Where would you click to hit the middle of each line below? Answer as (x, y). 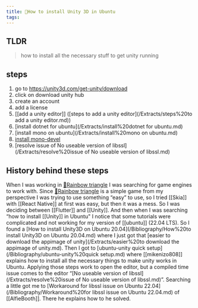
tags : (13, 17)
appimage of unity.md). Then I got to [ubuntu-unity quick (76, 248)
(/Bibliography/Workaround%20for (48, 292)
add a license (31, 108)
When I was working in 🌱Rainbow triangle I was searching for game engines (99, 184)
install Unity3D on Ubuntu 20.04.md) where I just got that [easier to (88, 235)
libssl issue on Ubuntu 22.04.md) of (136, 292)
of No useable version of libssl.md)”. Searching (133, 279)
